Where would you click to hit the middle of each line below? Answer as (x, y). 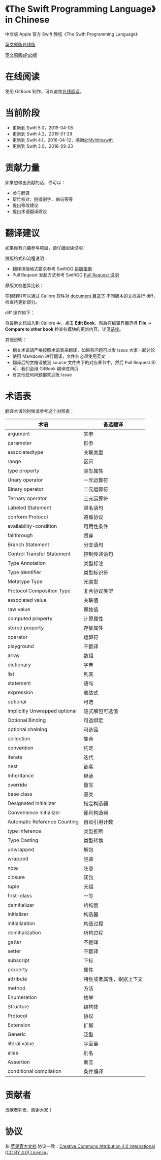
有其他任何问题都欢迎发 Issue (42, 375)
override (17, 785)
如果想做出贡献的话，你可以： (35, 182)
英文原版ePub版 (21, 55)
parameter (20, 443)
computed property (30, 618)
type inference (25, 831)
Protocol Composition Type (39, 590)
